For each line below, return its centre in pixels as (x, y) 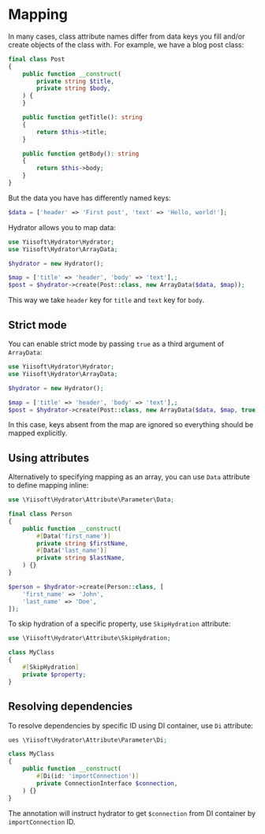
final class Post (37, 59)
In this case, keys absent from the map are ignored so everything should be (131, 425)
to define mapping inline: (49, 486)
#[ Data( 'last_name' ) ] (72, 551)
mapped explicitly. (38, 433)
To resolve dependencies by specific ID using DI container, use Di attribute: (131, 725)
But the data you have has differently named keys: (90, 198)
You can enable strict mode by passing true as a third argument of (116, 344)
